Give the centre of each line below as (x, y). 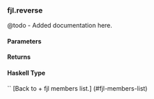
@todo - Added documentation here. (60, 26)
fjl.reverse (25, 10)
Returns (19, 57)
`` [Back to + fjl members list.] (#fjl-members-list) (77, 88)
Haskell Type (26, 73)
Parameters (24, 41)
